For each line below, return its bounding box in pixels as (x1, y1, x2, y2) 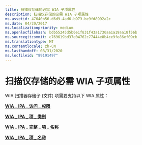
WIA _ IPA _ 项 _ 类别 (5, 114, 47, 119)
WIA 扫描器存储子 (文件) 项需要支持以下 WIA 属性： (5, 93, 109, 99)
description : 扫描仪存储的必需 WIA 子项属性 (5, 12, 89, 17)
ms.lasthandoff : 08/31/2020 (5, 48, 63, 53)
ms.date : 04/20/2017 (5, 21, 48, 26)
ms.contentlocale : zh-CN (5, 44, 56, 49)
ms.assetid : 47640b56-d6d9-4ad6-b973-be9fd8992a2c (5, 16, 111, 21)
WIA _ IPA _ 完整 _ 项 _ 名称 (5, 124, 59, 130)
